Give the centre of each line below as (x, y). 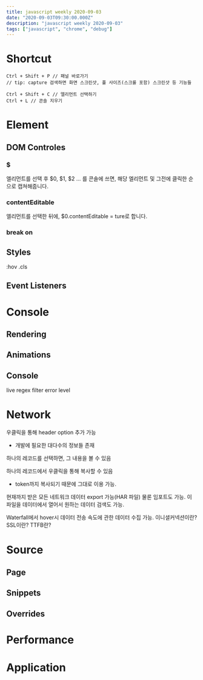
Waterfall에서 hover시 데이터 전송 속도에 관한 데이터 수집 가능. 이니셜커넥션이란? (102, 518)
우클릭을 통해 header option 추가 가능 (51, 433)
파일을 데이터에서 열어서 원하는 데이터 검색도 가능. (65, 504)
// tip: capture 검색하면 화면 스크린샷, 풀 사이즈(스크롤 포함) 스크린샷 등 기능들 (99, 83)
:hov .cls (17, 267)
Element (28, 125)
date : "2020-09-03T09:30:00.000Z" (50, 18)
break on (20, 233)
